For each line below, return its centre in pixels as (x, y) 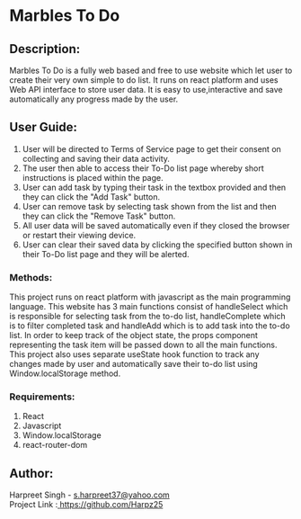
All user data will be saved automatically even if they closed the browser (156, 225)
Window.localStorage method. (65, 373)
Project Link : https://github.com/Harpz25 (86, 505)
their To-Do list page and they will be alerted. (106, 254)
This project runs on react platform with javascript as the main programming (150, 297)
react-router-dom (55, 445)
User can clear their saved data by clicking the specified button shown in (157, 245)
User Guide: (44, 127)
